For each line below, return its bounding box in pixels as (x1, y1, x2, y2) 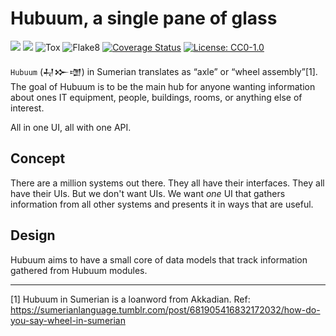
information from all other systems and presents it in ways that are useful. (10, 198, 314, 210)
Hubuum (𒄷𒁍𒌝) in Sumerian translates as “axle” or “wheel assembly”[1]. (10, 65, 318, 77)
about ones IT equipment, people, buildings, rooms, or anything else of (10, 91, 303, 103)
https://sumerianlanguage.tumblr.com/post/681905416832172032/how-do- (10, 303, 321, 316)
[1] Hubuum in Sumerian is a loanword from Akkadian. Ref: (10, 293, 251, 305)
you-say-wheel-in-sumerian (10, 314, 126, 326)
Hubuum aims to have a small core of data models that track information (10, 253, 308, 266)
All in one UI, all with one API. (10, 121, 132, 133)
